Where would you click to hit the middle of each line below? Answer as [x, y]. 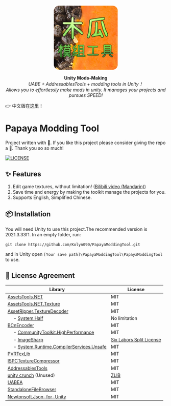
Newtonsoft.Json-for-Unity [37, 397]
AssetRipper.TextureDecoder [38, 311]
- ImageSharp [28, 339]
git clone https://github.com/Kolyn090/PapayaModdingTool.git [73, 245]
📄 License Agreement [40, 276]
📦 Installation [28, 214]
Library [57, 289]
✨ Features [23, 174]
